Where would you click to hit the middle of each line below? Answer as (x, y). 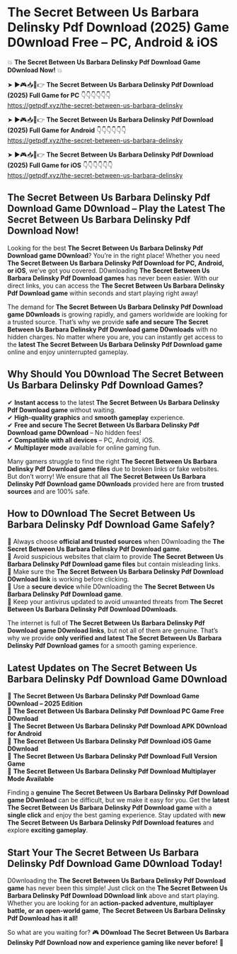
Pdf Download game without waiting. (62, 410)
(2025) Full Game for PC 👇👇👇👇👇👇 (59, 95)
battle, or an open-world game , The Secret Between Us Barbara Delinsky (116, 910)
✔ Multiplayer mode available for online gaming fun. (84, 448)
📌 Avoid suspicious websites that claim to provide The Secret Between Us (116, 557)
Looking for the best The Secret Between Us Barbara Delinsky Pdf (105, 248)
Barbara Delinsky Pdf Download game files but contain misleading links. (114, 564)
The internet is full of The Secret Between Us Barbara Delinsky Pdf (106, 623)
